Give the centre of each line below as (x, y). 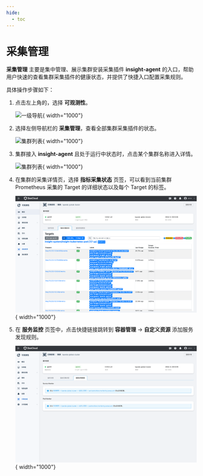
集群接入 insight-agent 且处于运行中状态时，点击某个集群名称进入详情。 (105, 154)
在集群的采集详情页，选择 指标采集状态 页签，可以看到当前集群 (93, 180)
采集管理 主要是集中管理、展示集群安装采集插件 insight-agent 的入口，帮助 (100, 69)
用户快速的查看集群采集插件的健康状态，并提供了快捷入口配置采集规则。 (96, 77)
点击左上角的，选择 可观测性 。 (53, 103)
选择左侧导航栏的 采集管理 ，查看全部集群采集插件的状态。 (87, 128)
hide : (13, 13)
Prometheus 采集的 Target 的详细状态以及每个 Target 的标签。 (92, 187)
